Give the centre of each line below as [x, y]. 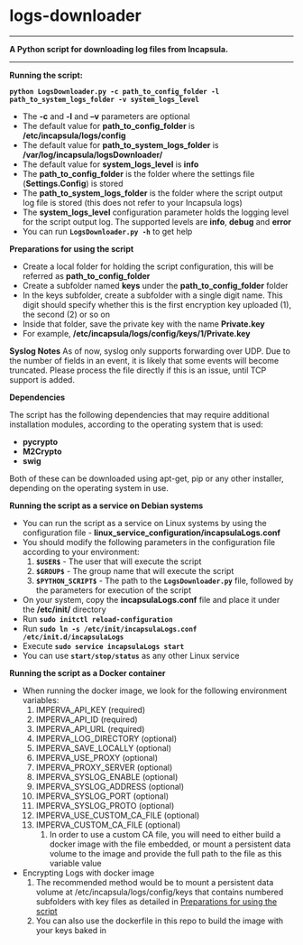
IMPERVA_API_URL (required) [90, 728]
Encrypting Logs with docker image [88, 873]
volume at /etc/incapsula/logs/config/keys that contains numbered [160, 892]
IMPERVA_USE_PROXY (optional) [97, 757]
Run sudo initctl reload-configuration [97, 618]
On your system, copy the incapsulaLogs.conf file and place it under [151, 599]
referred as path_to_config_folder [86, 275]
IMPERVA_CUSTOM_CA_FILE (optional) [108, 825]
